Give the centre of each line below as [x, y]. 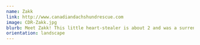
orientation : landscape [36, 33]
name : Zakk [20, 11]
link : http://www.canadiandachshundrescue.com [65, 17]
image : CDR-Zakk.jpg [32, 22]
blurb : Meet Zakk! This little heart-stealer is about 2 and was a [92, 28]
